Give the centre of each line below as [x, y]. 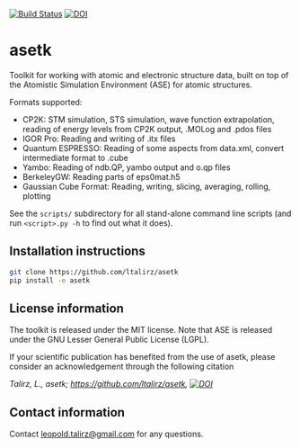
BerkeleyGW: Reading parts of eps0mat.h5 [101, 176]
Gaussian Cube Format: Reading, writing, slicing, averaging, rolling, [146, 186]
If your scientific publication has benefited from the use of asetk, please [142, 357]
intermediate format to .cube [75, 157]
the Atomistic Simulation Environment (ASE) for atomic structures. [131, 85]
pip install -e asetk [50, 280]
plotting [36, 196]
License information [66, 308]
